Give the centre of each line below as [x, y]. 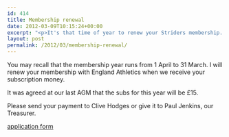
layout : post [26, 39]
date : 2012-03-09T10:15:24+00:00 [55, 26]
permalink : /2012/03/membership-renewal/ [67, 45]
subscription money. [36, 79]
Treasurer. [22, 113]
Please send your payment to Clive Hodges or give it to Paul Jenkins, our [110, 106]
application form [30, 126]
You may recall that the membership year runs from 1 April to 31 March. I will [115, 65]
